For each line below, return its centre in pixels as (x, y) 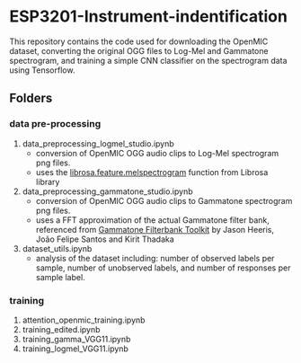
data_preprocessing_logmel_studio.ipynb (98, 143)
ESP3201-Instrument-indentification (148, 17)
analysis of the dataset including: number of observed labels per (155, 258)
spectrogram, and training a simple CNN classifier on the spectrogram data (148, 60)
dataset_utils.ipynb (57, 248)
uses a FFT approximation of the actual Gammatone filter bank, (152, 220)
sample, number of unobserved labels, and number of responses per (163, 268)
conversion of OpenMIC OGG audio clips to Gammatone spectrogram (164, 200)
